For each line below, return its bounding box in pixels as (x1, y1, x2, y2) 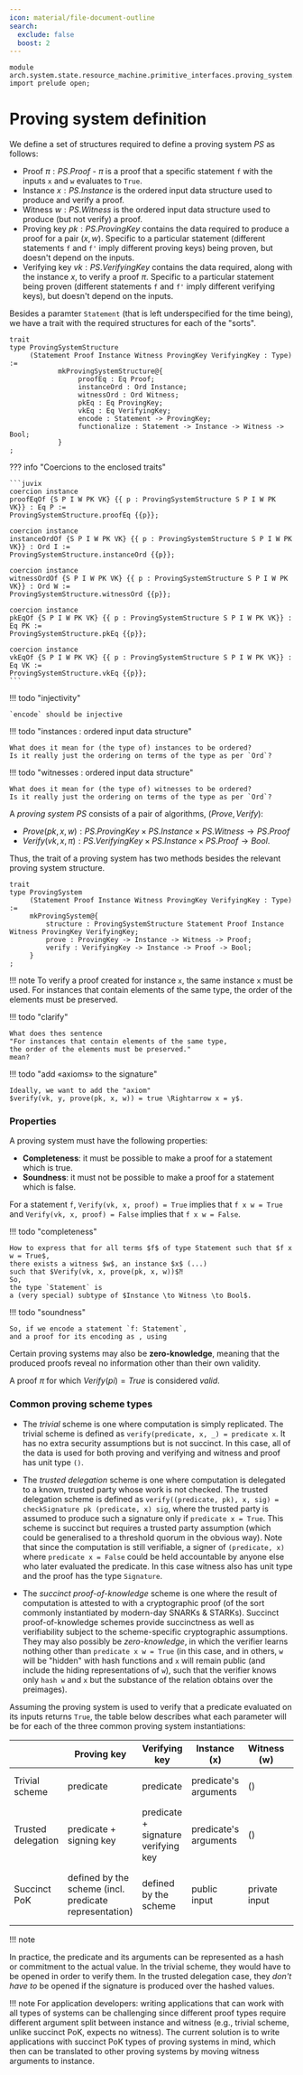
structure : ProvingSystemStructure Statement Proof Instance (45, 920, 284, 929)
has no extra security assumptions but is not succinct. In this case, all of (22, 1437, 291, 1448)
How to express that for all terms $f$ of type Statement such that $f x (9, 1244, 293, 1253)
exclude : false (17, 30, 75, 39)
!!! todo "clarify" (9, 1012, 69, 1023)
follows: (9, 148, 39, 159)
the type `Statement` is (9, 1284, 103, 1293)
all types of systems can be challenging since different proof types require (9, 2007, 287, 2018)
